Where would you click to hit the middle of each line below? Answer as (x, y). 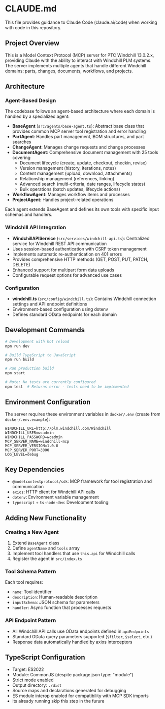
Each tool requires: (24, 582)
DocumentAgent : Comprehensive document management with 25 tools (85, 152)
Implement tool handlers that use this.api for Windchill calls (74, 554)
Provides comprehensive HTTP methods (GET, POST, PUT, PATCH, (80, 259)
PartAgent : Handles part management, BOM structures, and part (78, 137)
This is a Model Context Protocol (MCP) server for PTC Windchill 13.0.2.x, (80, 55)
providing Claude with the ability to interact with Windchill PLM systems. (78, 60)
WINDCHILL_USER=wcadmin (30, 433)
